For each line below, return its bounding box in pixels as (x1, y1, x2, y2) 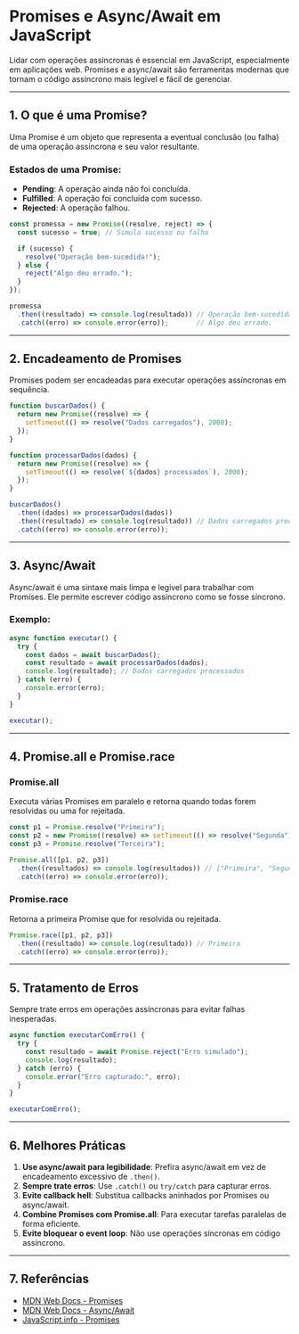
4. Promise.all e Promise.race (9, 749, 175, 764)
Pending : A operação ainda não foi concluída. (21, 184, 191, 194)
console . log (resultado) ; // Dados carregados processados (25, 667, 245, 676)
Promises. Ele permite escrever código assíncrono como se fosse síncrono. (9, 591, 287, 602)
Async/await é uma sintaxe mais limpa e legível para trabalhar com (9, 581, 255, 592)
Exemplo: (9, 613, 52, 626)
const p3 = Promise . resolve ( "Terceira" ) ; (9, 840, 166, 849)
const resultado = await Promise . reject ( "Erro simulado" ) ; (25, 1048, 249, 1057)
